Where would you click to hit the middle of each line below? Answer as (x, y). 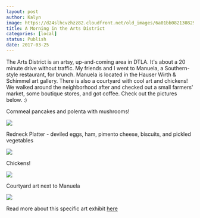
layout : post (22, 12)
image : (14, 23)
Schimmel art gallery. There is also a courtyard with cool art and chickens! (97, 80)
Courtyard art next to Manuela (43, 186)
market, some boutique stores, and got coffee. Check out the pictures (92, 94)
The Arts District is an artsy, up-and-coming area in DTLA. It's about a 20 (96, 62)
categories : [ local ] (32, 34)
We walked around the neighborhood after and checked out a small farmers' (100, 87)
